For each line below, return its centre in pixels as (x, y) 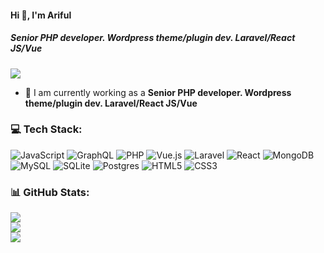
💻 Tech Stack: (46, 129)
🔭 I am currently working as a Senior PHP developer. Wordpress (158, 92)
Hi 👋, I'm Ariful (41, 15)
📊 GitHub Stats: (50, 192)
